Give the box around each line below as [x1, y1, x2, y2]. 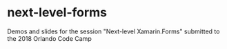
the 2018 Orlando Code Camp [7, 34, 92, 42]
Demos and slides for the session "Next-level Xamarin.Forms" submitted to [7, 27, 220, 35]
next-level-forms [7, 5, 108, 20]
